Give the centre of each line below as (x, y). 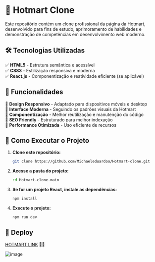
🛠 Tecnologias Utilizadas (45, 51)
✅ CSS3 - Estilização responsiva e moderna (50, 70)
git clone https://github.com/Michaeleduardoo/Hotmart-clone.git (81, 161)
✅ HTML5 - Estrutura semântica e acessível (50, 65)
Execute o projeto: (31, 208)
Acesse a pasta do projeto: (40, 171)
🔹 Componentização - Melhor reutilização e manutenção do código (74, 114)
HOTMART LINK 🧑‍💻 (25, 244)
